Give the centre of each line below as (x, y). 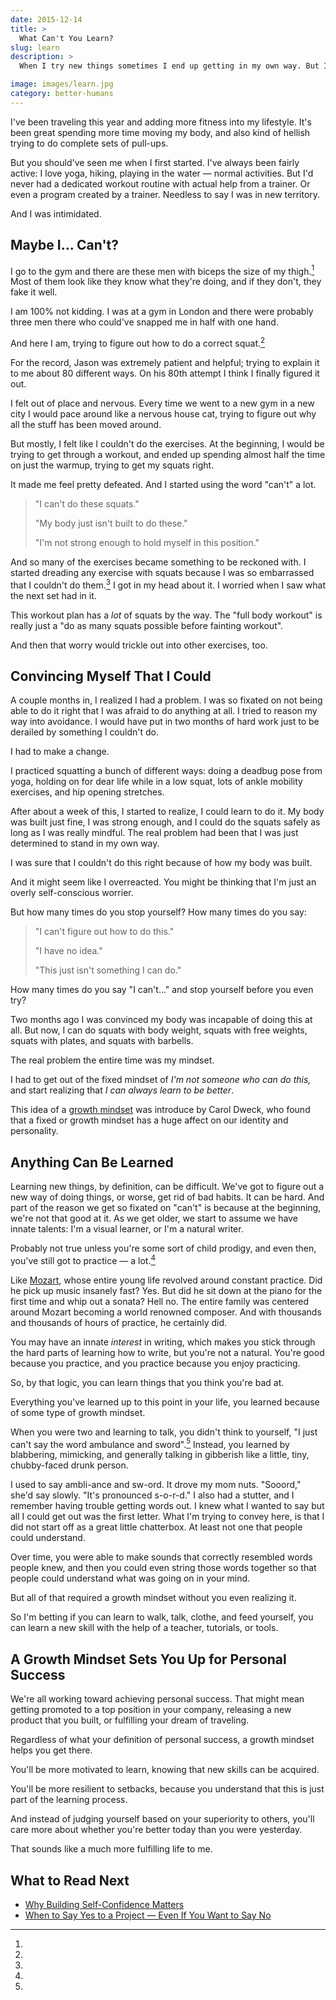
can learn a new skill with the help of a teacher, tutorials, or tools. (144, 1628)
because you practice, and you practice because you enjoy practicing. (155, 1363)
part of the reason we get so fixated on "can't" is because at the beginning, (166, 1208)
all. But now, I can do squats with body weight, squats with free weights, (159, 1030)
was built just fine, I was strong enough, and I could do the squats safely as (165, 822)
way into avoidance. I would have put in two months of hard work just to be (165, 722)
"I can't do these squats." (87, 503)
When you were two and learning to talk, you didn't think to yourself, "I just (164, 1432)
